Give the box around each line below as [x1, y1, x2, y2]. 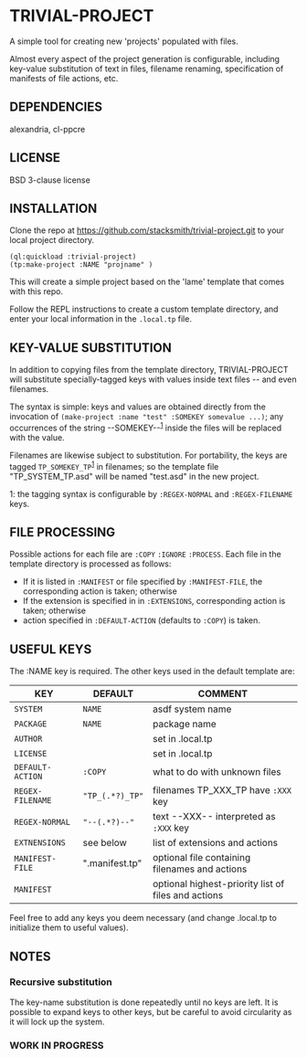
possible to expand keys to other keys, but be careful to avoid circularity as [9, 1006, 292, 1017]
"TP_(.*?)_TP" [82, 791, 144, 801]
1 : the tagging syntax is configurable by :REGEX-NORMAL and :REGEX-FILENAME [9, 488, 293, 499]
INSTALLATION [9, 200, 98, 216]
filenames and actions [152, 862, 248, 875]
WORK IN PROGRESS [9, 1039, 104, 1052]
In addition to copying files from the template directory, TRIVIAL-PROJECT [9, 365, 290, 376]
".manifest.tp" [82, 857, 143, 870]
